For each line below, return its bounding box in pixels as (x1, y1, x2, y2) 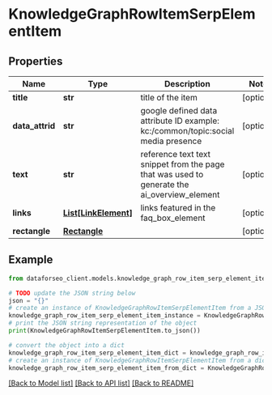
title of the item (140, 92, 198, 103)
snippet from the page (140, 159, 225, 170)
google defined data (140, 105, 218, 116)
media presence (140, 135, 202, 147)
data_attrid (12, 121, 56, 131)
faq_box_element (140, 212, 206, 223)
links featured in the (140, 202, 216, 213)
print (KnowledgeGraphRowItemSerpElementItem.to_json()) (8, 327, 201, 335)
